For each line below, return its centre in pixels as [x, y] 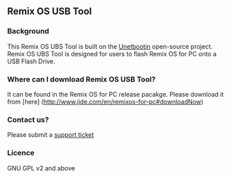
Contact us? [28, 120]
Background [28, 31]
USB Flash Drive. [31, 61]
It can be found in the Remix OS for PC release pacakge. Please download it [115, 94]
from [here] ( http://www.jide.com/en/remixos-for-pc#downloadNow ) [105, 102]
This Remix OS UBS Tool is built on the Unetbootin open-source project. [110, 46]
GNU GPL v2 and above [41, 168]
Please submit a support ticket [51, 135]
